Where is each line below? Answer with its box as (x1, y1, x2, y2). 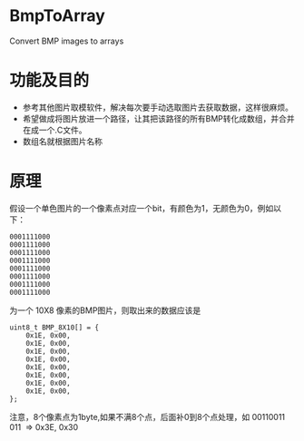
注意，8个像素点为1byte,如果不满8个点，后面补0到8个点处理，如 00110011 (9, 411, 286, 422)
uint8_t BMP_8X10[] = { (9, 323, 100, 332)
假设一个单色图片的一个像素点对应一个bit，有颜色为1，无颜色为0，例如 (9, 202, 274, 213)
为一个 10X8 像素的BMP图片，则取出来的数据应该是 (9, 305, 201, 316)
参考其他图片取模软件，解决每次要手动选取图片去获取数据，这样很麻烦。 (22, 102, 293, 113)
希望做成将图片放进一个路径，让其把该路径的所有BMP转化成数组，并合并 (22, 113, 295, 123)
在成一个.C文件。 (22, 124, 88, 135)
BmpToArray (9, 5, 106, 26)
